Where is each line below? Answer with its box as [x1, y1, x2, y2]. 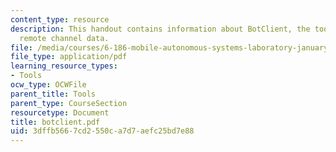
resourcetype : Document [10, 107, 110, 118]
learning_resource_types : [10, 61, 118, 71]
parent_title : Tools [10, 89, 97, 99]
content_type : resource [10, 14, 110, 25]
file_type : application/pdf [10, 52, 128, 62]
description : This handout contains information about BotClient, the [10, 24, 311, 34]
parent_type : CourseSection [10, 98, 128, 108]
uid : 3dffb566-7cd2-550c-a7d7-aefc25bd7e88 [10, 126, 195, 136]
